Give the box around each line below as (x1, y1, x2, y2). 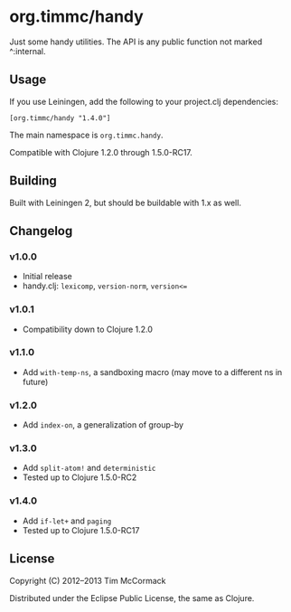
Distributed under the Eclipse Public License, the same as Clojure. (9, 592, 255, 603)
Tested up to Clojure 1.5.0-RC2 (22, 472, 137, 483)
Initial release (22, 271, 72, 282)
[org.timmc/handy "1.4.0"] (9, 113, 111, 123)
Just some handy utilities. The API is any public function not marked (9, 36, 263, 47)
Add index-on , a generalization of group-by (22, 419, 183, 430)
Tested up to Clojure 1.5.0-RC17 (22, 524, 140, 535)
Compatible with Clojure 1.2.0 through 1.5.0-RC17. (9, 146, 192, 157)
